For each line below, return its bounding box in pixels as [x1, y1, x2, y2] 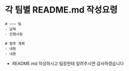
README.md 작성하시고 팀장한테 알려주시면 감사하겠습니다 [12, 60, 124, 66]
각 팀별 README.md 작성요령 [5, 4, 118, 15]
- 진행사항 [5, 32, 23, 37]
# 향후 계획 [5, 41, 25, 46]
